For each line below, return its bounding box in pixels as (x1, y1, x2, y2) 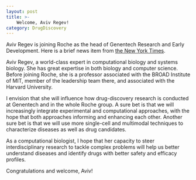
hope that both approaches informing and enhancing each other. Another (6, 114, 183, 121)
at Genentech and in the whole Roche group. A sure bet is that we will (6, 101, 174, 108)
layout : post (6, 8, 38, 15)
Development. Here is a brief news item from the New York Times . (6, 47, 166, 55)
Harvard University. (6, 83, 53, 91)
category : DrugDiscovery (6, 25, 67, 31)
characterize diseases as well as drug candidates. (6, 126, 127, 133)
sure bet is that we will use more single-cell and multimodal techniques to (6, 120, 183, 127)
